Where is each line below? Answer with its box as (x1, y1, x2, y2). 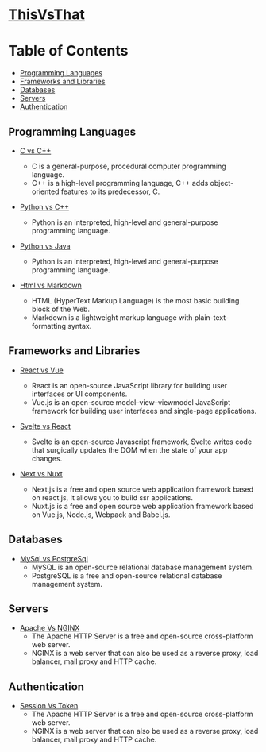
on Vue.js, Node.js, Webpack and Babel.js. (31, 510, 171, 519)
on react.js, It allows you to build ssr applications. (31, 492, 193, 502)
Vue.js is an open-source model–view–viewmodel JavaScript (31, 397, 231, 407)
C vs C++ (19, 145, 52, 156)
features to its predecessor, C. (60, 187, 160, 196)
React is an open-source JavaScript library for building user (31, 380, 228, 390)
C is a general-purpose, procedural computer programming (31, 161, 226, 171)
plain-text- (194, 312, 229, 322)
